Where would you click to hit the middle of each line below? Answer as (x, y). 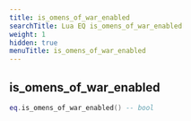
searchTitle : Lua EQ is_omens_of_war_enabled (95, 26)
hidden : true (34, 43)
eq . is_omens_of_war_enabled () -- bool (82, 108)
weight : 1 (28, 34)
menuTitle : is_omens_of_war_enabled (78, 51)
